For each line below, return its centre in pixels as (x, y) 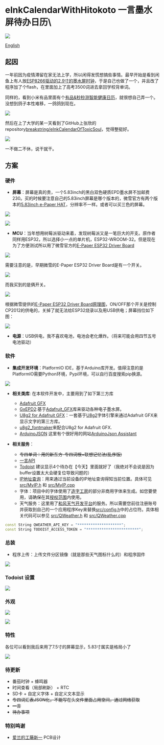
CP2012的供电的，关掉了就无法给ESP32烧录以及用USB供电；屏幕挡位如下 (80, 310)
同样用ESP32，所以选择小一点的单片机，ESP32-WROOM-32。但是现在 (84, 239)
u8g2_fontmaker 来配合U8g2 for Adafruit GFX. (66, 427)
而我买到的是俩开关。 (26, 285)
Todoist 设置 (20, 577)
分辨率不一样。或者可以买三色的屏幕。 (108, 205)
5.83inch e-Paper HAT (43, 205)
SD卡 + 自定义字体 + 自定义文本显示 (48, 694)
